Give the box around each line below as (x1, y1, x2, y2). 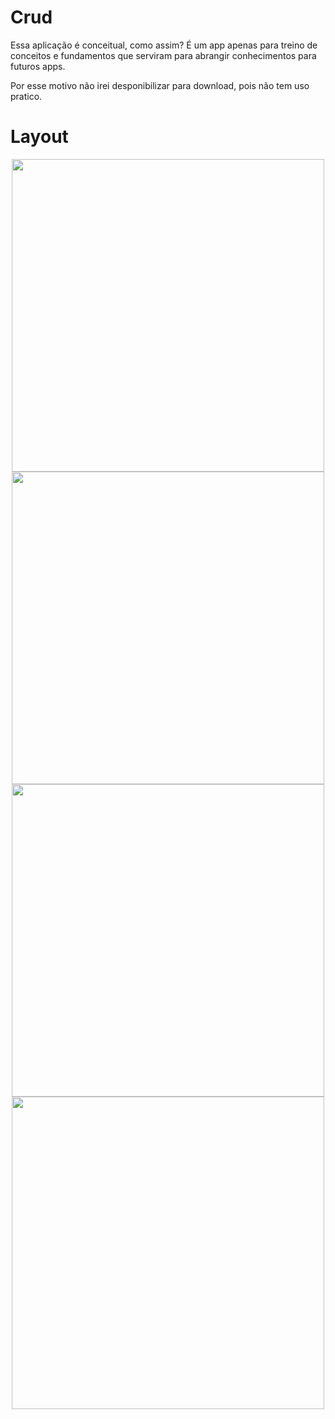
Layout (10, 126, 69, 148)
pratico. (10, 90, 43, 102)
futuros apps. (10, 60, 66, 72)
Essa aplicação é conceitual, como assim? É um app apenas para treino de (10, 39, 318, 51)
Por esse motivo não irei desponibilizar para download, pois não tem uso (10, 79, 310, 91)
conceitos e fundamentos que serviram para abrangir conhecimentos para (10, 49, 317, 61)
